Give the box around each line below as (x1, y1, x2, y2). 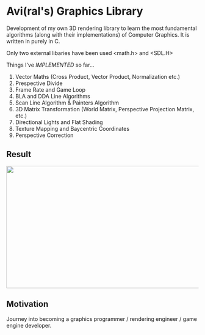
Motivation (6, 299, 49, 309)
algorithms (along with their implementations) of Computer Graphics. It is (6, 31, 190, 38)
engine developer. (6, 322, 52, 329)
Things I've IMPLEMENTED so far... (6, 61, 95, 68)
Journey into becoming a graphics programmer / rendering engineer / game (6, 315, 197, 322)
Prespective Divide (15, 79, 63, 87)
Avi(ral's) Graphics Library (6, 4, 143, 18)
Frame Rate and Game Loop (15, 86, 86, 93)
